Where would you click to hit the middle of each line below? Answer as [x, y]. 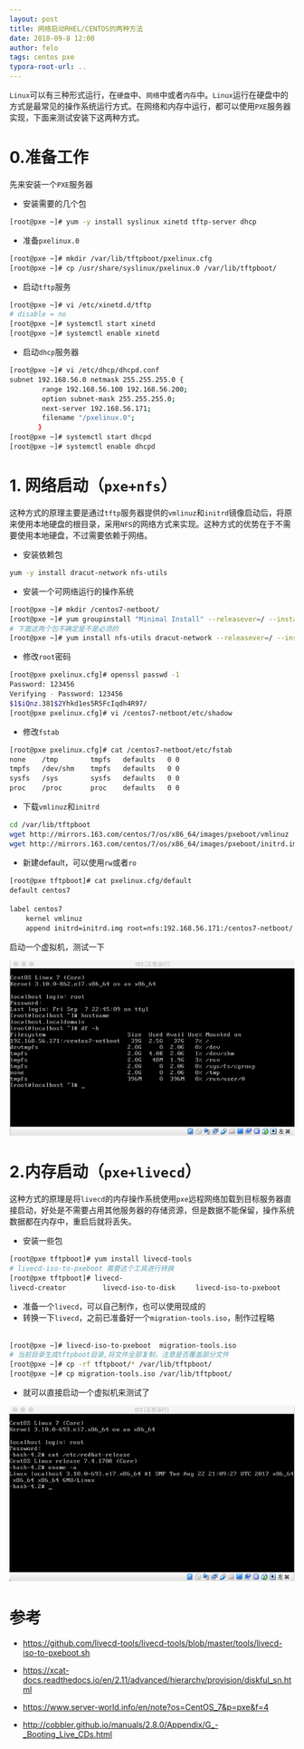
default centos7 [40, 890]
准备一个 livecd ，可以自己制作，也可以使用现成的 [114, 1306]
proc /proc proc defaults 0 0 [95, 788]
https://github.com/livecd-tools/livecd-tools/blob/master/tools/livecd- [152, 1643]
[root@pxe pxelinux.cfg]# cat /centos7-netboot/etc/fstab [121, 750]
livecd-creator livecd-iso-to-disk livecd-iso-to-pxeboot [145, 1288]
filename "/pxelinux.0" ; [89, 418]
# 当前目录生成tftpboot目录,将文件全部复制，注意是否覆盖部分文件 [119, 1355]
